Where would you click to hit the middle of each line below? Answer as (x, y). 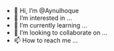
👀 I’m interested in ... (43, 18)
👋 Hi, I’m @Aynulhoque (46, 11)
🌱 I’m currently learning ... (50, 25)
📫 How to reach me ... (46, 40)
